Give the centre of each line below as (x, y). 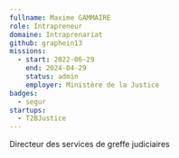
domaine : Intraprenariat (56, 34)
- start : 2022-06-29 (56, 60)
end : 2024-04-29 (57, 69)
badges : (24, 93)
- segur (32, 102)
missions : (28, 51)
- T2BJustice (42, 118)
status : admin (52, 77)
